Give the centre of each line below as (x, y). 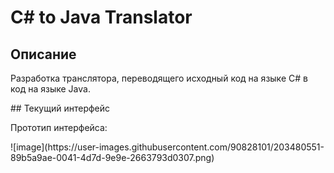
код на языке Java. (50, 89)
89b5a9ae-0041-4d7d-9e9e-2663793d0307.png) (112, 157)
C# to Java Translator (101, 17)
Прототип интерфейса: (59, 127)
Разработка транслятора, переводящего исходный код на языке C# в (159, 78)
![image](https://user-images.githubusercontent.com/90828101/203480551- (167, 147)
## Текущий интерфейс (60, 108)
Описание (43, 54)
